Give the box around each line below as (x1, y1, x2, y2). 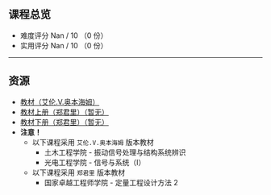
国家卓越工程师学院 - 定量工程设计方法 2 (44, 177, 179, 187)
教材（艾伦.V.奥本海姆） (19, 97, 100, 106)
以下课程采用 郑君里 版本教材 (31, 168, 126, 177)
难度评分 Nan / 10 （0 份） (19, 31, 108, 40)
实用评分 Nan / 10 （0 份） (19, 40, 108, 50)
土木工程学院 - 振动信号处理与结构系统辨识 (44, 147, 186, 157)
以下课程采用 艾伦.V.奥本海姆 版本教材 (31, 137, 155, 147)
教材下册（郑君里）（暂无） (19, 117, 109, 127)
